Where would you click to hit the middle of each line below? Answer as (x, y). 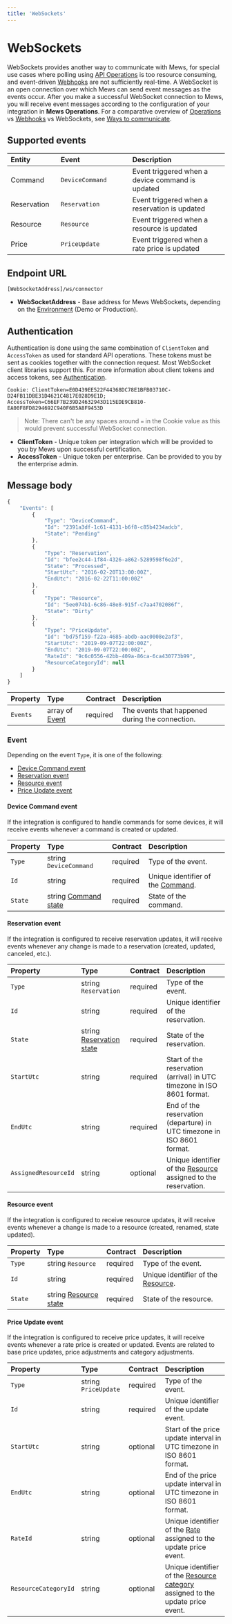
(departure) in (189, 1122)
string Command (74, 896)
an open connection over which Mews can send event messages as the (109, 89)
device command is (164, 180)
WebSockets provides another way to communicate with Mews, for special (113, 67)
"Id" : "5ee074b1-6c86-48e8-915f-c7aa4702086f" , (114, 604)
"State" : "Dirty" (69, 611)
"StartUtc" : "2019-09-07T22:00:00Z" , (98, 644)
